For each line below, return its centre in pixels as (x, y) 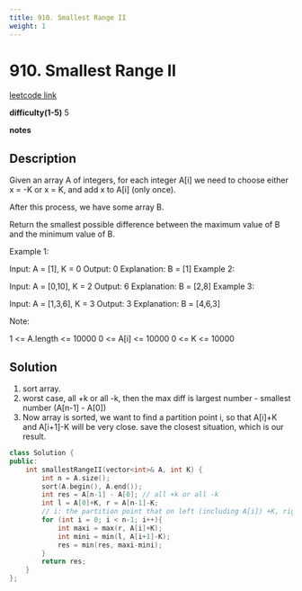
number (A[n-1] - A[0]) (64, 408)
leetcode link (33, 95)
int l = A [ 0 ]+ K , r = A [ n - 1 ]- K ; (100, 503)
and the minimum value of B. (62, 234)
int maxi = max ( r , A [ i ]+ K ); (110, 528)
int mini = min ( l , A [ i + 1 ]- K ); (114, 536)
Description (43, 158)
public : (24, 461)
